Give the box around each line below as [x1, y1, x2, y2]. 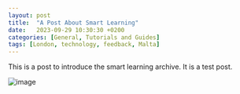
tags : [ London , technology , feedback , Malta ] [8, 41, 160, 49]
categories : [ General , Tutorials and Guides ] [8, 33, 160, 42]
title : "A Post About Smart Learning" [8, 19, 139, 27]
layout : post [8, 11, 51, 20]
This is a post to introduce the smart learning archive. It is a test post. [8, 62, 233, 71]
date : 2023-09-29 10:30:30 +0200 [8, 26, 125, 34]
